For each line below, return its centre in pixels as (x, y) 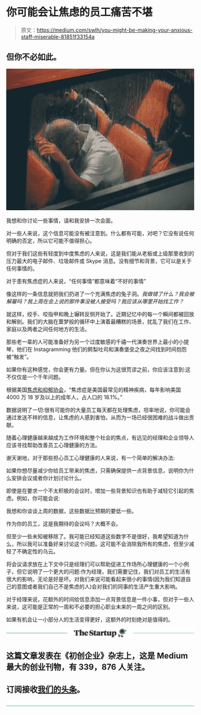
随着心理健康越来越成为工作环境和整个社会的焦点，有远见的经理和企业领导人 (100, 437)
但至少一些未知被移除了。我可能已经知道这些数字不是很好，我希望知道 (92, 536)
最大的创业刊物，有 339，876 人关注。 (78, 667)
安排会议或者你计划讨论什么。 (48, 478)
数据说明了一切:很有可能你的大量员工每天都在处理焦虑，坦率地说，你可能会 (98, 410)
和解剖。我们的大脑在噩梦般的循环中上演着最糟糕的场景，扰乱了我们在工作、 (100, 322)
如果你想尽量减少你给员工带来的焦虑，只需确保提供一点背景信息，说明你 (95, 470)
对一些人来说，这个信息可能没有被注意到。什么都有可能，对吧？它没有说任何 (100, 233)
